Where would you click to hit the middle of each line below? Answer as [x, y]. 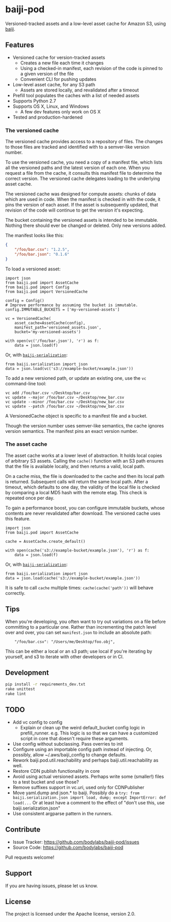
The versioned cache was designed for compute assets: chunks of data [81, 194]
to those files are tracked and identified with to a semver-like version [77, 147]
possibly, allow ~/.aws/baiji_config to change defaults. [69, 754]
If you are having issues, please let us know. [52, 886]
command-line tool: [26, 383]
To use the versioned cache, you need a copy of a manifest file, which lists [84, 163]
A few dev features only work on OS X [60, 111]
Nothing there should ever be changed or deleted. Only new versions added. [86, 225]
